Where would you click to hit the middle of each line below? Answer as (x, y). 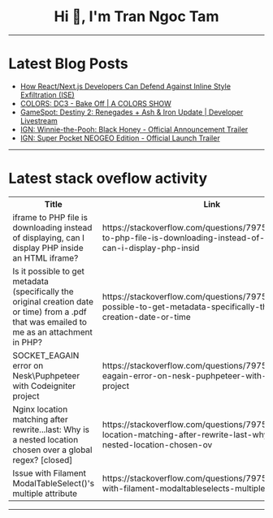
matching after (40, 419)
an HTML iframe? (45, 257)
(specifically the (43, 291)
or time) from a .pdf (50, 312)
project (26, 395)
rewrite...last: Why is (51, 430)
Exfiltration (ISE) (47, 95)
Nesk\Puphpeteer (46, 375)
